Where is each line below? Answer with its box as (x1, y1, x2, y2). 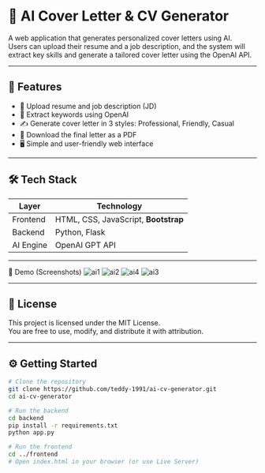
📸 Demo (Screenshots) (8, 267, 82, 276)
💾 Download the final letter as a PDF (19, 130, 137, 139)
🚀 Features (8, 81, 62, 94)
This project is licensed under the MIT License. (8, 318, 161, 328)
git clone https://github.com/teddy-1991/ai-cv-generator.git (8, 385, 217, 393)
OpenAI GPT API (54, 239, 116, 250)
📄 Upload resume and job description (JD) (19, 101, 157, 111)
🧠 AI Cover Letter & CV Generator (8, 7, 230, 25)
